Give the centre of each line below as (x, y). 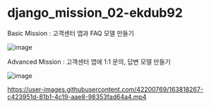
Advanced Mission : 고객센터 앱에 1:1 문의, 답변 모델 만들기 (89, 62)
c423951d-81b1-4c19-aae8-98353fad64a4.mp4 (77, 97)
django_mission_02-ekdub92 (95, 13)
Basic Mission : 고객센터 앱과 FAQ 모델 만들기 (71, 33)
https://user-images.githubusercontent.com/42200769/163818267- (105, 89)
